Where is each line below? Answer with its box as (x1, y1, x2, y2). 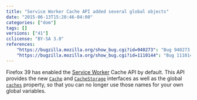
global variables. (6, 87, 46, 94)
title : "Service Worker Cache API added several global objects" (6, 8, 169, 15)
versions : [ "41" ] (6, 31, 49, 36)
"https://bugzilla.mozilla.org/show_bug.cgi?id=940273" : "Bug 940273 (16, 47, 191, 53)
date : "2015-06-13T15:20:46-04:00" (6, 14, 93, 20)
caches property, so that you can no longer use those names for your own (6, 81, 184, 88)
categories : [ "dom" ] (6, 19, 57, 25)
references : (6, 42, 35, 48)
